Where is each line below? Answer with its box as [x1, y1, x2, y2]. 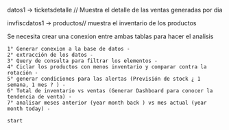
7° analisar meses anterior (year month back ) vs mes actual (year [7, 99, 207, 106]
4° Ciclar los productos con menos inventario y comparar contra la [7, 64, 207, 70]
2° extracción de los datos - [7, 51, 94, 58]
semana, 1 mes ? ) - [7, 81, 67, 88]
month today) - [7, 105, 51, 112]
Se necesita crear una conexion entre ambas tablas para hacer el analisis [7, 32, 214, 40]
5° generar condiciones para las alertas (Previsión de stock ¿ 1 [7, 75, 201, 82]
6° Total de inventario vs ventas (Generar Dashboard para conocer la [7, 88, 213, 94]
